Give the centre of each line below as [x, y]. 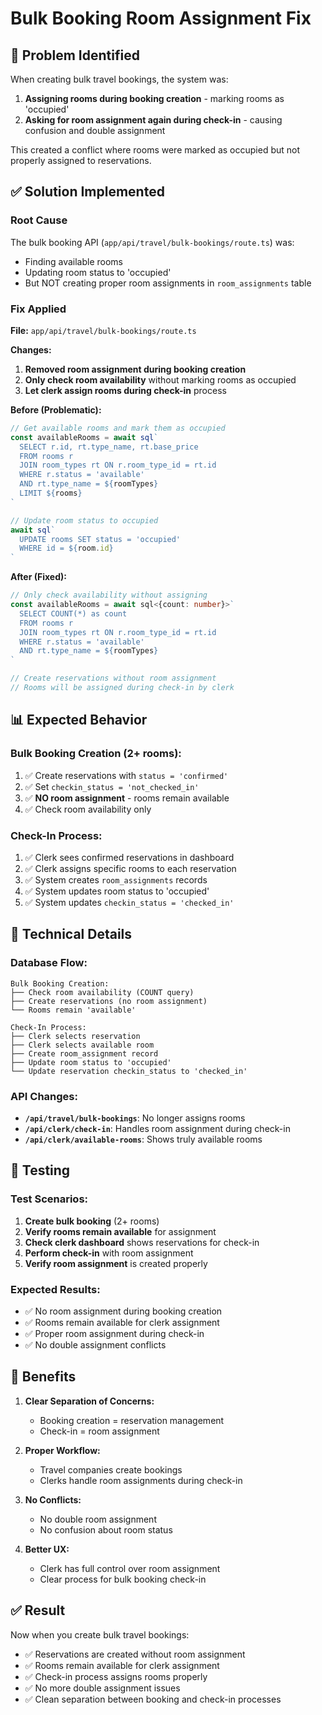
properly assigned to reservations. [81, 160]
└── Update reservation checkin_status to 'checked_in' [129, 1071]
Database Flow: [49, 963]
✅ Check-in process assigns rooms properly [116, 1676]
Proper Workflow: [62, 1450]
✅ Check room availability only [88, 809]
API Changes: [44, 1096]
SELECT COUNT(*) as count [73, 613]
